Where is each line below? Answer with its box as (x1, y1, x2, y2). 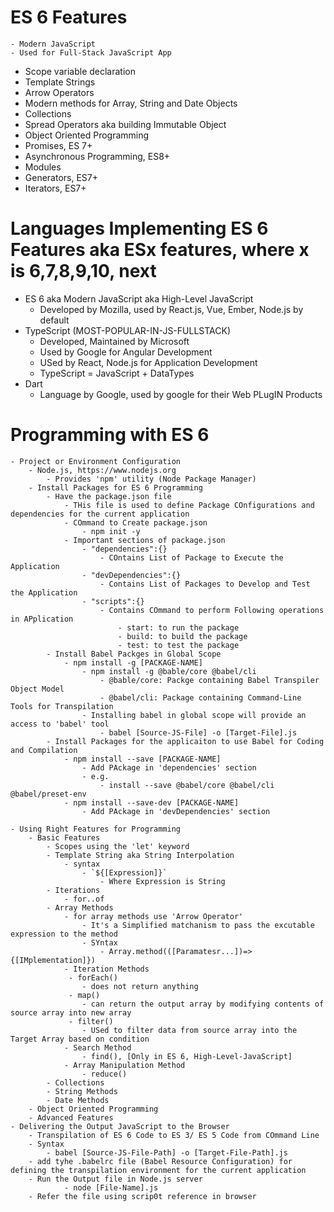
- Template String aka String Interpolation (46, 850, 235, 860)
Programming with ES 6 (10, 424, 210, 446)
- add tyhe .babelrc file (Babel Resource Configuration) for (28, 1156, 293, 1166)
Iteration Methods (73, 964, 150, 974)
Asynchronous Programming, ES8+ (24, 150, 171, 162)
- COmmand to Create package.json (63, 517, 208, 528)
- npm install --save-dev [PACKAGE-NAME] (63, 797, 240, 808)
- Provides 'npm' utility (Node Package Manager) (46, 474, 257, 484)
